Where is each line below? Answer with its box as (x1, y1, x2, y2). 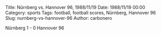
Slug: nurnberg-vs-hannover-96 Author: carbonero (5, 15, 112, 21)
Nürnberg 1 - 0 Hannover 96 (5, 25, 65, 31)
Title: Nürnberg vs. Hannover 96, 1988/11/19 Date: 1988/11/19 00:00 (5, 5, 146, 10)
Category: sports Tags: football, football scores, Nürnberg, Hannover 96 (5, 10, 156, 16)
